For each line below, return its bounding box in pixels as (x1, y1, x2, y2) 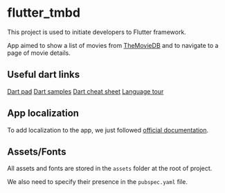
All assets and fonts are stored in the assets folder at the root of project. (7, 165, 213, 173)
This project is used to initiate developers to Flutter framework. (7, 28, 187, 36)
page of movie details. (7, 49, 71, 57)
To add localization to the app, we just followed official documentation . (7, 126, 209, 134)
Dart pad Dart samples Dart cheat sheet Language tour (7, 87, 164, 95)
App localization (7, 108, 80, 119)
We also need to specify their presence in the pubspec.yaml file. (7, 178, 188, 186)
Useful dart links (7, 69, 80, 81)
